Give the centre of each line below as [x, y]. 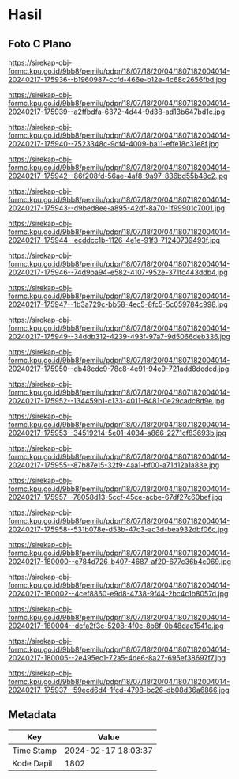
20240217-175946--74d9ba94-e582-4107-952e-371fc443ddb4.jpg [118, 272]
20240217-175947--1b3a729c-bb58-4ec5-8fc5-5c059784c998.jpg [118, 304]
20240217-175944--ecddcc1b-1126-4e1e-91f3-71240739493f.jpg [114, 240]
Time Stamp [35, 751]
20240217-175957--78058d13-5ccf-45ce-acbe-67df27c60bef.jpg [116, 497]
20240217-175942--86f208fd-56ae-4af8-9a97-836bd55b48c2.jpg [118, 176]
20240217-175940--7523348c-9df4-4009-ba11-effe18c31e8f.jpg [114, 144]
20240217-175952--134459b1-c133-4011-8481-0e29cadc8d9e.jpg [116, 401]
